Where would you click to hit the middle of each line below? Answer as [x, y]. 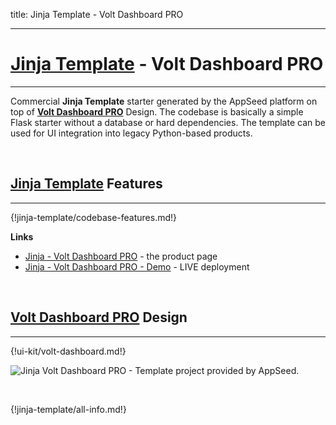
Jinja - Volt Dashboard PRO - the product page [121, 256]
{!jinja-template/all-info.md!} [68, 409]
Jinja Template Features [86, 184]
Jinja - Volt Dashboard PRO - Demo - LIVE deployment [137, 266]
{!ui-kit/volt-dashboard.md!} [68, 351]
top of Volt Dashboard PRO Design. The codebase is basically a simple [157, 111]
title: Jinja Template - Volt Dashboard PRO [97, 14]
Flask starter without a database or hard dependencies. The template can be [168, 122]
